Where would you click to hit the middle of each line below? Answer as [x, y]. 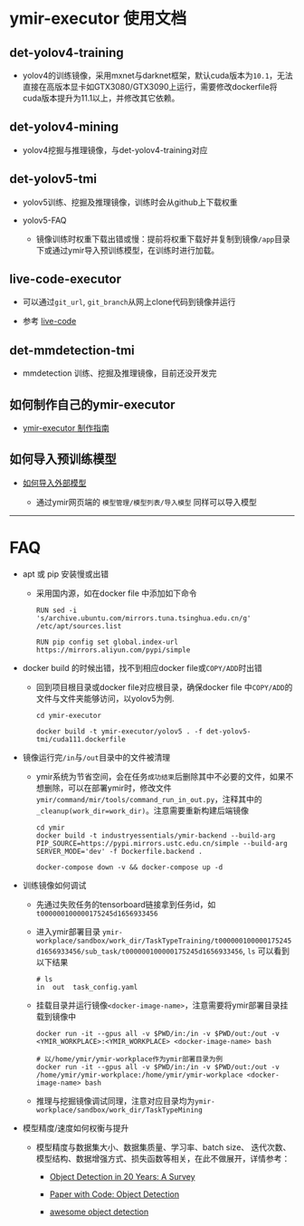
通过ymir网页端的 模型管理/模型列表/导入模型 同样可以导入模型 [147, 502]
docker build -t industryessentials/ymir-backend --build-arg [156, 835]
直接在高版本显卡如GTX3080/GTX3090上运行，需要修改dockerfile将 [150, 86]
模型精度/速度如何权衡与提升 [76, 1127]
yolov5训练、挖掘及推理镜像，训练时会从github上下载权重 [130, 202]
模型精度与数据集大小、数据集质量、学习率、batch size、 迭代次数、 [163, 1147]
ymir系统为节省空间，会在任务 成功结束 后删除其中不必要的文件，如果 [161, 776]
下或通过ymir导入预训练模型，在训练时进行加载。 [128, 250]
